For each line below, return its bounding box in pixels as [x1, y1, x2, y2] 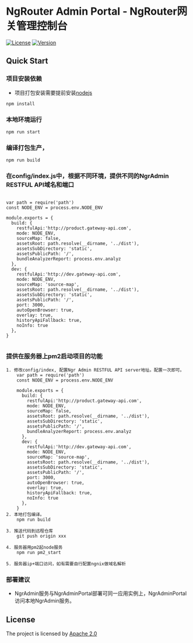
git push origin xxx [16, 533, 66, 539]
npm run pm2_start [16, 549, 61, 555]
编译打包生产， [6, 143, 48, 152]
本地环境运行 [6, 115, 43, 123]
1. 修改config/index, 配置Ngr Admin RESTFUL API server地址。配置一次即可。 [6, 367, 185, 373]
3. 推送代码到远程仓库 [6, 528, 54, 534]
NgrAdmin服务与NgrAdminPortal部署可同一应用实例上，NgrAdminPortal [14, 590, 187, 597]
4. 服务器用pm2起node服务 [6, 544, 63, 550]
